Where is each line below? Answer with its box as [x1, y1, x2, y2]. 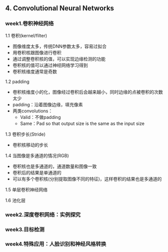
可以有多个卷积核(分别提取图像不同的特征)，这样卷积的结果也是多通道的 [12, 176, 162, 182]
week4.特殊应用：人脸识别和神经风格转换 [5, 240, 106, 247]
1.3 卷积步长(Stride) [5, 131, 46, 137]
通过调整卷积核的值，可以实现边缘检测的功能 [12, 55, 106, 62]
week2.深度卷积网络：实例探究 [5, 211, 81, 218]
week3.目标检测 [5, 226, 44, 233]
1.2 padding [5, 78, 30, 85]
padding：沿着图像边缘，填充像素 [12, 101, 83, 107]
